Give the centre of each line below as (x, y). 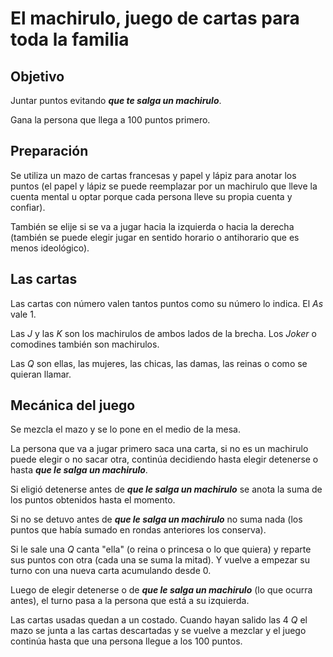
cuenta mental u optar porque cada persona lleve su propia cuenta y (151, 196)
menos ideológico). (50, 248)
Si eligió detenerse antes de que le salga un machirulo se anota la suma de (166, 489)
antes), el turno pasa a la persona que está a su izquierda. (130, 601)
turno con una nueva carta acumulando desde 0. (111, 571)
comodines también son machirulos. (85, 344)
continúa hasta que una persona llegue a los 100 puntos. (126, 641)
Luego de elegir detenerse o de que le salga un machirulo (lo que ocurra (161, 590)
